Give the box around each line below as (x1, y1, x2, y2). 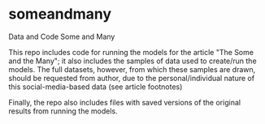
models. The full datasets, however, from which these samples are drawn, (8, 64, 256, 74)
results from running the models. (8, 106, 118, 116)
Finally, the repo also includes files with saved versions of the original (8, 97, 241, 107)
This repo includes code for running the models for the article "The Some (8, 47, 254, 57)
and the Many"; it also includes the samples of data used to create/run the (8, 56, 258, 66)
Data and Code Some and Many (8, 32, 115, 41)
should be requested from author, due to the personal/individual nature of (8, 73, 254, 83)
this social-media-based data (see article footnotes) (8, 82, 183, 92)
